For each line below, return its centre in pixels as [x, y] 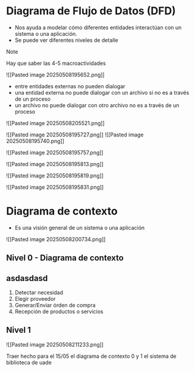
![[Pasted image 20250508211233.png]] [55, 344]
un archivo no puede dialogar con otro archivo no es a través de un [97, 105]
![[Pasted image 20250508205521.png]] [56, 123]
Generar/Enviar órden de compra [55, 305]
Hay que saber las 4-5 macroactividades [56, 63]
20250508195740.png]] [35, 141]
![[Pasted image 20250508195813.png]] [55, 164]
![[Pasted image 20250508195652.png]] [56, 74]
